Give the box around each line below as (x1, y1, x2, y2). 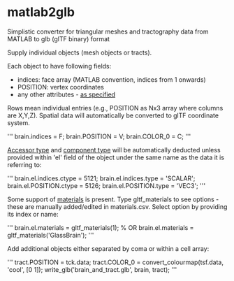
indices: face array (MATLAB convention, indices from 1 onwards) (17, 75, 206, 84)
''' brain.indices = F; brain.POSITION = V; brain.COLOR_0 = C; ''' (7, 132, 191, 140)
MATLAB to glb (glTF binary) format (7, 34, 110, 43)
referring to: (7, 160, 42, 168)
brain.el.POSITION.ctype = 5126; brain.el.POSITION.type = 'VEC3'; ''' (7, 181, 206, 189)
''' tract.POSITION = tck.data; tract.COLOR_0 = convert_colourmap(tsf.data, (7, 258, 224, 266)
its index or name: (7, 210, 59, 218)
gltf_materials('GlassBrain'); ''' (7, 231, 94, 239)
